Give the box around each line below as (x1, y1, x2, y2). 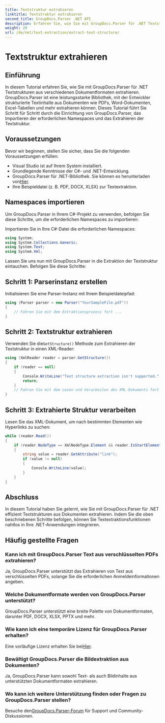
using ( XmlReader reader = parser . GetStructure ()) (5, 355, 111, 360)
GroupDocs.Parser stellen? (5, 696, 71, 703)
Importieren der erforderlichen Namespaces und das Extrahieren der (5, 115, 144, 121)
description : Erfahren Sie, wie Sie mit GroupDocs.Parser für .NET (5, 21, 146, 26)
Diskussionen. (5, 713, 34, 719)
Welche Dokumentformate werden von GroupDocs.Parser (5, 591, 146, 598)
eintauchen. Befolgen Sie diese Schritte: (5, 263, 86, 269)
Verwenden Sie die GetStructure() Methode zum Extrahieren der (5, 341, 136, 346)
